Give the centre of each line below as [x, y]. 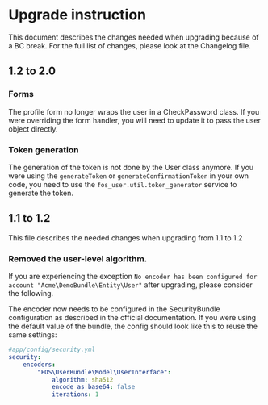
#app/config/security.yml [52, 350]
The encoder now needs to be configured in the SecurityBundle [114, 309]
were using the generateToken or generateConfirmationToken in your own [128, 176]
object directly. [33, 129]
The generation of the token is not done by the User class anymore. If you [131, 167]
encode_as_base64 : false [93, 387]
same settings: [33, 335]
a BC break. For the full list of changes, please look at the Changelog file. [130, 45]
